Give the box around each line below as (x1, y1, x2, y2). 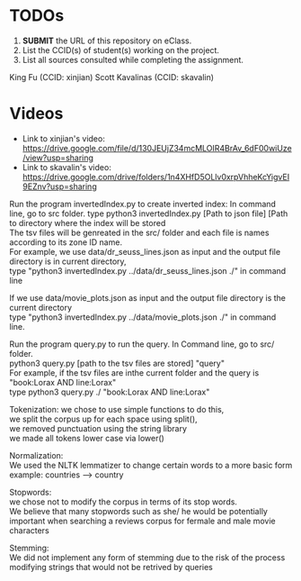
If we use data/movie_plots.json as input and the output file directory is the (9, 292, 286, 303)
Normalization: (9, 449, 64, 460)
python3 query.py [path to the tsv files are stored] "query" (9, 358, 225, 368)
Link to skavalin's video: (22, 161, 112, 172)
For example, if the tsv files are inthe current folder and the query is (9, 367, 260, 378)
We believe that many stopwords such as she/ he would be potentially (9, 505, 268, 516)
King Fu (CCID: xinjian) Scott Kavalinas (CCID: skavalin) (9, 71, 214, 82)
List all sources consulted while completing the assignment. (22, 54, 244, 65)
